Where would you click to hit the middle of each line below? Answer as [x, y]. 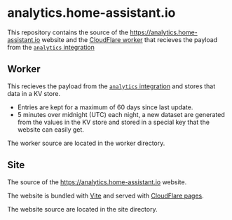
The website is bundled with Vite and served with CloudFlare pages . [106, 195]
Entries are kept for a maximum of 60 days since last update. [105, 107]
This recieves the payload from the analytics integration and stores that [111, 86]
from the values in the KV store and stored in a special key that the [114, 122]
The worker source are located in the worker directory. [86, 143]
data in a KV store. [34, 93]
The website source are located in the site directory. [82, 209]
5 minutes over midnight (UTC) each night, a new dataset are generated [121, 114]
